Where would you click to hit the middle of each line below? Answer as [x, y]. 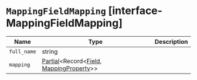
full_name [23, 51]
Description [171, 41]
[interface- [135, 11]
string [50, 51]
